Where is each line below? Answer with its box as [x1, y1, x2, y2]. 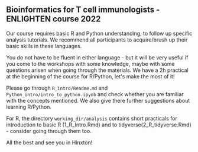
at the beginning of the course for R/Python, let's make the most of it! [6, 72, 175, 80]
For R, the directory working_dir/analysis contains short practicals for [6, 115, 177, 122]
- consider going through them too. [6, 127, 92, 134]
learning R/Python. [6, 103, 52, 110]
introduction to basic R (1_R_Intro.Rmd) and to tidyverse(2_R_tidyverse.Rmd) [6, 121, 192, 128]
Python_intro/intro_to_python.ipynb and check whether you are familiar [6, 90, 184, 97]
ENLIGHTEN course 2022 [6, 14, 101, 24]
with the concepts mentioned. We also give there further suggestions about [6, 97, 190, 104]
